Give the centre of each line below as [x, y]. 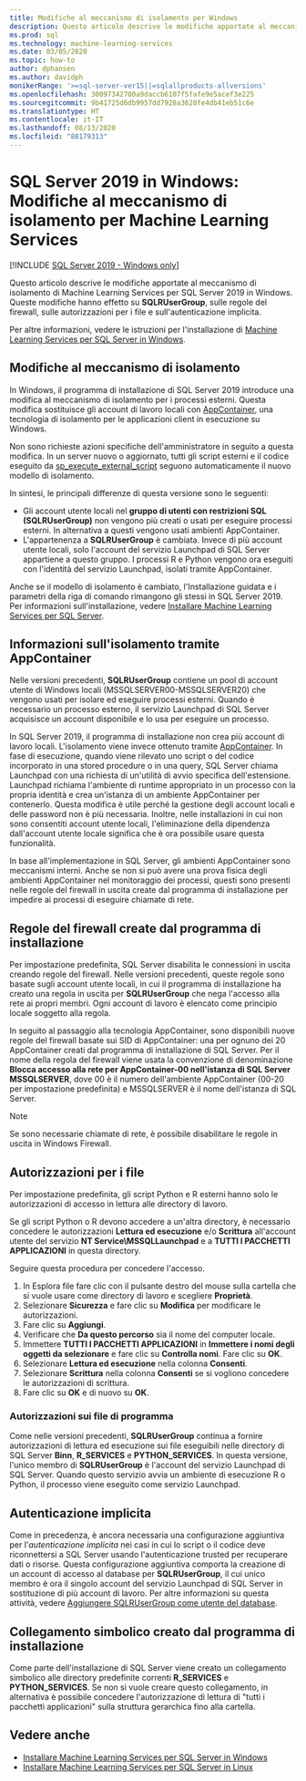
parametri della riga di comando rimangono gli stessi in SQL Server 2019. [146, 596]
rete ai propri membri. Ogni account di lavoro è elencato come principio [143, 1003]
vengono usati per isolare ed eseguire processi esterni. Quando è [132, 699]
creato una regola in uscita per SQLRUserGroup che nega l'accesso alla [145, 994]
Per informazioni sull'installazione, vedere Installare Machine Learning [141, 606]
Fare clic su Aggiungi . [64, 1325]
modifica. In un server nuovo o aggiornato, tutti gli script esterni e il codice [149, 456]
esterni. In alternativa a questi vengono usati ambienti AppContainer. [151, 530]
